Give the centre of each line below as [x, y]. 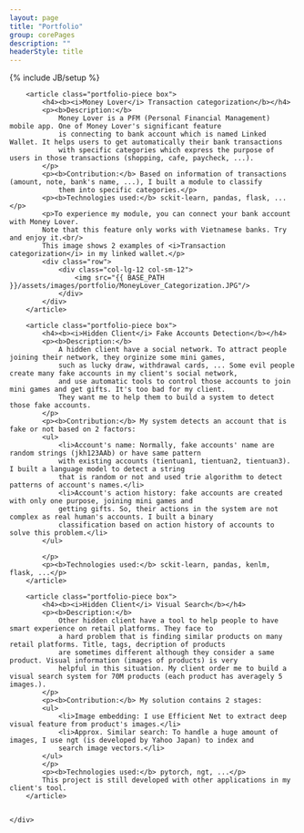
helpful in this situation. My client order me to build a [172, 669]
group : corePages [42, 35]
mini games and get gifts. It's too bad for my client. [117, 390]
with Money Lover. [44, 222]
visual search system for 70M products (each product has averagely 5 [146, 677]
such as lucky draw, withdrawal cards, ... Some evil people [177, 365]
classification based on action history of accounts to [166, 525]
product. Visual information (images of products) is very [124, 661]
